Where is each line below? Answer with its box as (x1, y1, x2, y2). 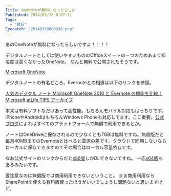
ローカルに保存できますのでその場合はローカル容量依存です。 (5, 144, 135, 150)
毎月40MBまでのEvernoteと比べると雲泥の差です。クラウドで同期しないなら (5, 138, 167, 144)
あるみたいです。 (5, 162, 41, 168)
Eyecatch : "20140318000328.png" (5, 27, 74, 32)
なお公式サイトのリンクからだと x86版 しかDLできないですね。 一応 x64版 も (5, 155, 163, 162)
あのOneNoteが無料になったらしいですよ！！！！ (5, 42, 110, 48)
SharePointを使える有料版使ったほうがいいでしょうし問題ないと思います (5, 179, 158, 185)
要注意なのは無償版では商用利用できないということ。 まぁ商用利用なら (5, 172, 155, 179)
